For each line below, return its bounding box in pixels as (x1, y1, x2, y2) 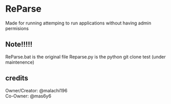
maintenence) (5, 59, 35, 65)
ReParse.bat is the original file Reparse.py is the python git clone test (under (5, 54, 166, 60)
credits (5, 74, 29, 83)
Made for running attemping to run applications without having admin (5, 20, 152, 26)
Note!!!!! (5, 40, 33, 49)
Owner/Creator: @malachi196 (5, 87, 68, 93)
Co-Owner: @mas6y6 (5, 93, 52, 99)
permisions (5, 25, 29, 31)
